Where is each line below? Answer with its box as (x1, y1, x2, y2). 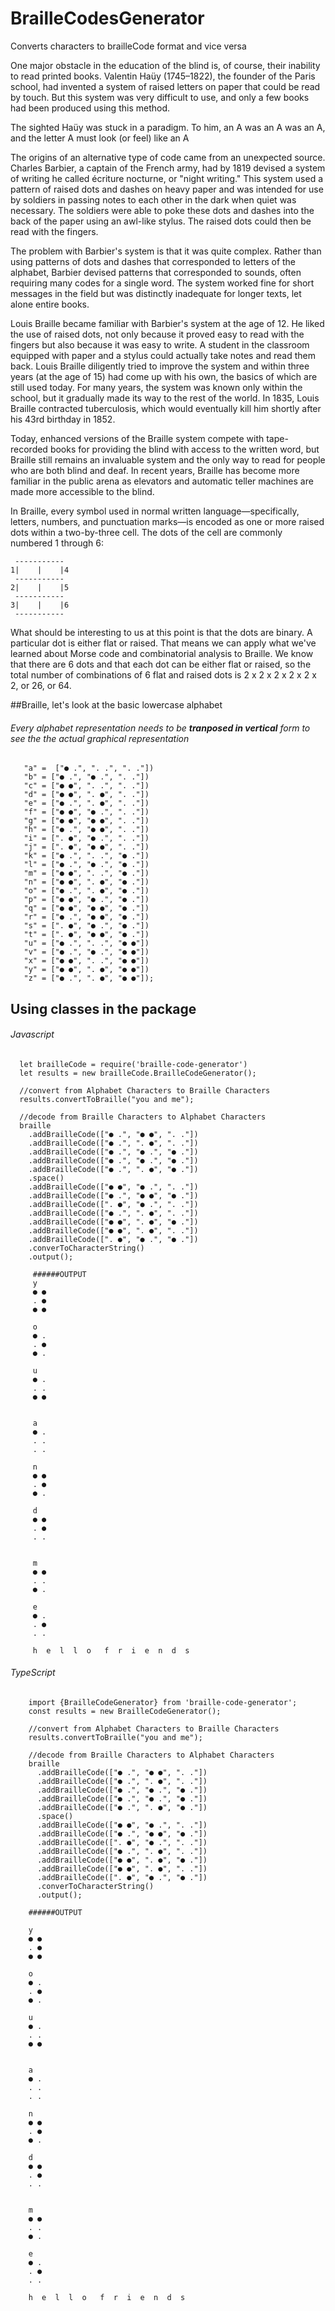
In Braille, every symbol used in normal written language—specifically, (10, 505, 300, 517)
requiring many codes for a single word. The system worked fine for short (10, 277, 315, 289)
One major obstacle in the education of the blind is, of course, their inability (10, 59, 321, 71)
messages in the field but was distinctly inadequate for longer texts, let (10, 287, 302, 299)
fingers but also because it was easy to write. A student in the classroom (10, 338, 310, 351)
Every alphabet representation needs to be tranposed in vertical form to (10, 722, 311, 734)
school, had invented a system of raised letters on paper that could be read (10, 80, 321, 92)
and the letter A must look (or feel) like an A (10, 132, 190, 144)
